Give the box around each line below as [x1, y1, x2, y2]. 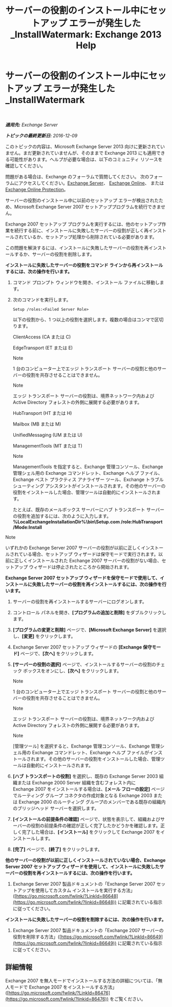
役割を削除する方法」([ [12, 934, 61, 940]
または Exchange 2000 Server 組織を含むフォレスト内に [17, 779, 136, 786]
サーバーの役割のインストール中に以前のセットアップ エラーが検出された [5, 197, 159, 203]
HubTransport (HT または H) [12, 410, 72, 416]
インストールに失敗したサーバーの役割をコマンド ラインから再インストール [5, 262, 163, 268]
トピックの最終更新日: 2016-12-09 [5, 132, 78, 138]
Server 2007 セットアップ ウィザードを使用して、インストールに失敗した [5, 863, 160, 870]
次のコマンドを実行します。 [12, 296, 71, 303]
